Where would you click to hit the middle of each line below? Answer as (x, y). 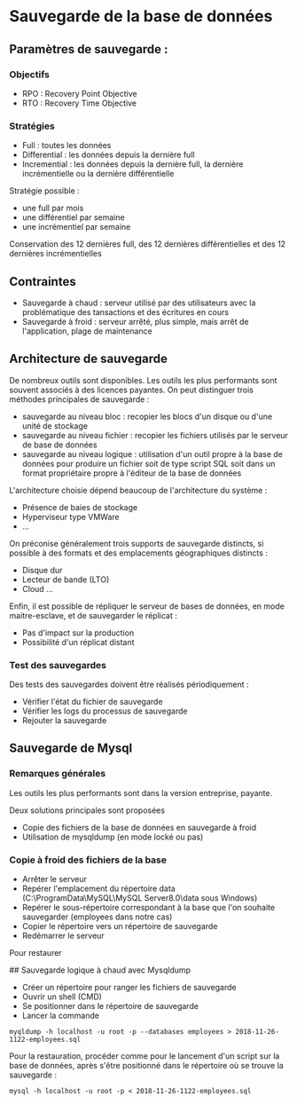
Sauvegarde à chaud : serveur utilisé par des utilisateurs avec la (139, 303)
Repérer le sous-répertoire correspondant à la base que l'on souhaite (148, 908)
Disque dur (42, 570)
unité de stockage (55, 426)
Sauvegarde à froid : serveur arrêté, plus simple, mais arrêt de (135, 321)
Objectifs (30, 75)
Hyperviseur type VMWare (70, 517)
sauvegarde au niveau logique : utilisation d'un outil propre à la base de (152, 453)
